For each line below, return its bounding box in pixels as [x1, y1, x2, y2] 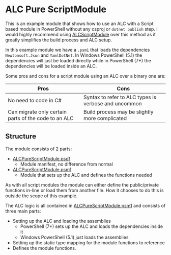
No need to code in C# [8, 97, 62, 104]
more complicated [83, 114, 127, 122]
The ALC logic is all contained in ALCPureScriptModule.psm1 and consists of [5, 202, 166, 208]
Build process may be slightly [83, 108, 154, 115]
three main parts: [5, 208, 41, 214]
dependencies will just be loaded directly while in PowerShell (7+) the [5, 57, 151, 63]
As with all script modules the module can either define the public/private [5, 181, 159, 188]
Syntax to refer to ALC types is [83, 94, 157, 101]
